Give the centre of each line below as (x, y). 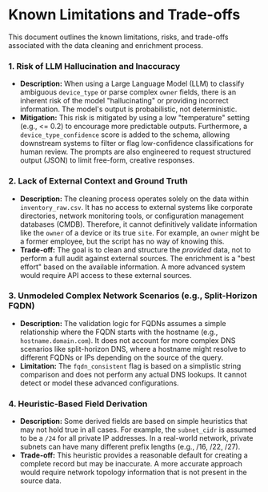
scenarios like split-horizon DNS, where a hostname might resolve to (133, 349)
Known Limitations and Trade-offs (124, 15)
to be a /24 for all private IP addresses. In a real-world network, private (136, 438)
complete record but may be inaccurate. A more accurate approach (131, 464)
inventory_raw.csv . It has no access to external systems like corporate (136, 207)
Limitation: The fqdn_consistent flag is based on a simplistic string (130, 365)
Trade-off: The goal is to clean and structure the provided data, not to (135, 249)
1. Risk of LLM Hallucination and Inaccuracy (94, 66)
